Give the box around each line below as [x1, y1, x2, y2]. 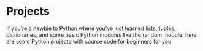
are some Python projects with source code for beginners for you [6, 37, 172, 45]
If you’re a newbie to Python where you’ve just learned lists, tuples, [6, 25, 176, 32]
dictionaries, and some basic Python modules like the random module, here [6, 31, 197, 38]
